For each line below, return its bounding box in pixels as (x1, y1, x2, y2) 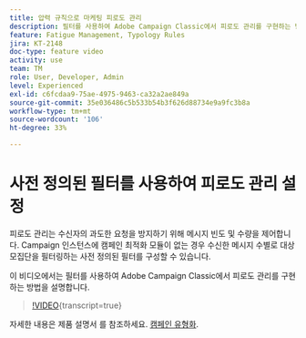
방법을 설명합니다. (25, 282, 90, 292)
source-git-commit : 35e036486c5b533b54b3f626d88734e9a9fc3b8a (9, 97, 250, 108)
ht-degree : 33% (9, 124, 67, 133)
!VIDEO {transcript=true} (31, 300, 123, 311)
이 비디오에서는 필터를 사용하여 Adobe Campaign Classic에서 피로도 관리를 (9, 270, 280, 281)
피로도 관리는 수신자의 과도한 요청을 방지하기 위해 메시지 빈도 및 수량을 (9, 228, 260, 239)
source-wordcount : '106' (9, 115, 104, 124)
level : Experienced (9, 81, 84, 90)
